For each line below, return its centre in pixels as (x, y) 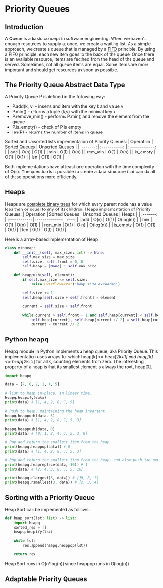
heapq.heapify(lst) (33, 532)
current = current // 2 (55, 324)
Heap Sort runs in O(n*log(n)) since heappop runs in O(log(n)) (67, 564)
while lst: (25, 541)
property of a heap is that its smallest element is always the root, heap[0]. (79, 367)
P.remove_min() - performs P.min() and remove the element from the (81, 116)
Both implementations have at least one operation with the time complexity (80, 166)
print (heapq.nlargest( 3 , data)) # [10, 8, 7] (52, 478)
